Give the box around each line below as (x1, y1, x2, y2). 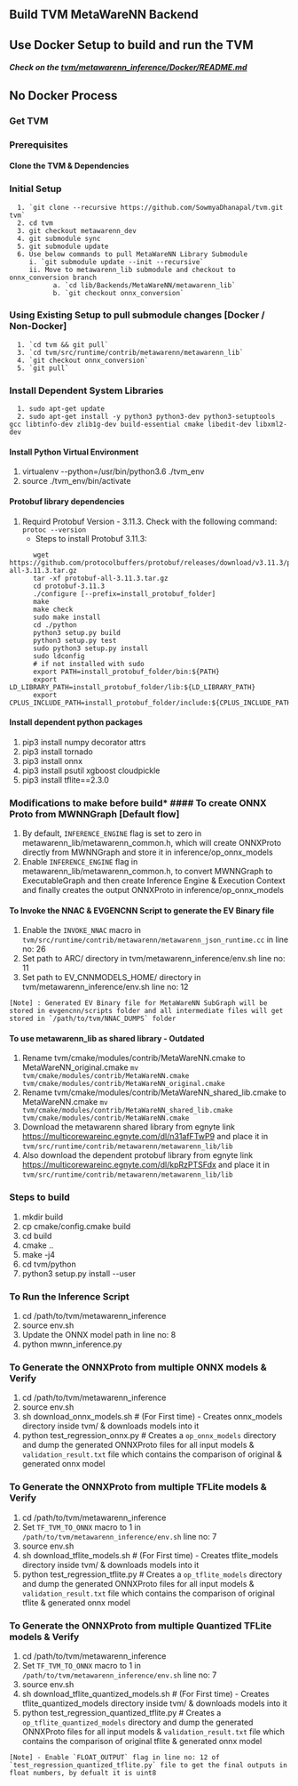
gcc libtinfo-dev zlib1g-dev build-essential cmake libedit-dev (9, 420, 252, 430)
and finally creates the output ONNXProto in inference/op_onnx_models (21, 885, 284, 895)
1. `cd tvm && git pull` (17, 340, 109, 350)
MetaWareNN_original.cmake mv (21, 1062, 139, 1073)
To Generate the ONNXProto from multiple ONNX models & (9, 1361, 268, 1373)
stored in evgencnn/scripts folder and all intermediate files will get (9, 1007, 284, 1016)
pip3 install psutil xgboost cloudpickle (21, 765, 161, 776)
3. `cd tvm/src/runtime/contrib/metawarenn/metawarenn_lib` (17, 348, 244, 357)
